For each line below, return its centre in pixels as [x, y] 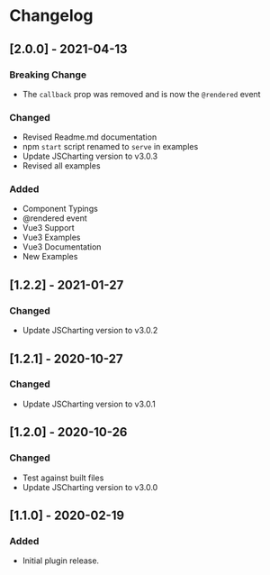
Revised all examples [61, 166]
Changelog [51, 16]
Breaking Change [48, 75]
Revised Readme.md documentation [90, 137]
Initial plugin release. [61, 561]
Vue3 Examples [51, 237]
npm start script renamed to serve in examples [110, 147]
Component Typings [60, 209]
